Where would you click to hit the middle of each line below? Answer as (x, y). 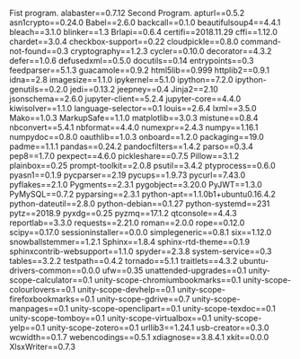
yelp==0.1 (27, 328)
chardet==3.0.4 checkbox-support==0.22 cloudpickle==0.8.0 (124, 41)
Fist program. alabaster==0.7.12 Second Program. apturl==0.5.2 (127, 13)
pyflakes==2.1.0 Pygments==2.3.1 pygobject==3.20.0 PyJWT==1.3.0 (136, 184)
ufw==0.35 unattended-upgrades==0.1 (174, 270)
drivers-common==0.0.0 (55, 270)
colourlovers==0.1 (43, 289)
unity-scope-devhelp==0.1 (127, 289)
